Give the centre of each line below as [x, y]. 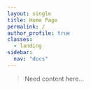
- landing [28, 46]
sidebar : [20, 53]
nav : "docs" [31, 59]
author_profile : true [39, 33]
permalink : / [26, 26]
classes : [20, 40]
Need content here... [54, 79]
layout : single [29, 14]
